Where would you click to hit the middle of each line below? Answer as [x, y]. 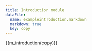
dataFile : [16, 15]
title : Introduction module [35, 10]
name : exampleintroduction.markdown [48, 19]
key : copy [20, 29]
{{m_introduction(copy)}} [31, 43]
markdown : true [26, 24]
